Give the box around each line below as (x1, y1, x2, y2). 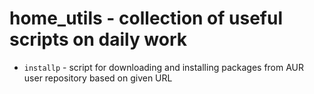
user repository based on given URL (23, 72, 173, 84)
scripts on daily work (9, 28, 188, 51)
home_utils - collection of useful (9, 7, 284, 30)
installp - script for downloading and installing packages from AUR (23, 61, 305, 73)
